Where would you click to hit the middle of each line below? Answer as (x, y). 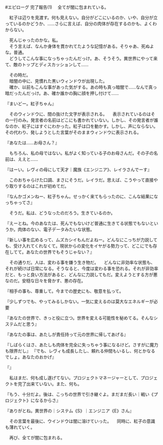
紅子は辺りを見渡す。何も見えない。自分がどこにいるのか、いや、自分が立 (83, 18)
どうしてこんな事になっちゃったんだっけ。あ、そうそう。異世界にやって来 (83, 58)
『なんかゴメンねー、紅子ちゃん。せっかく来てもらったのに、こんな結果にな (81, 196)
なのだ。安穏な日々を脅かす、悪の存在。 (45, 281)
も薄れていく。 (20, 427)
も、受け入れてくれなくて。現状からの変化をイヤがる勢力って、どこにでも (79, 246)
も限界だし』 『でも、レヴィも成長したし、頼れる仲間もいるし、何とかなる (80, 351)
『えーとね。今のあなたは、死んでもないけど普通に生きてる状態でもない (77, 223)
